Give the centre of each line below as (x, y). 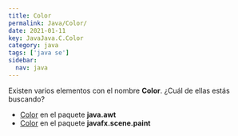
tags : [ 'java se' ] (39, 53)
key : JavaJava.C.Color (46, 38)
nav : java (32, 68)
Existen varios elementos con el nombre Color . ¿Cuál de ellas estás (119, 90)
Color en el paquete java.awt (68, 114)
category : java (34, 46)
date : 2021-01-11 (37, 30)
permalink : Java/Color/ (48, 23)
